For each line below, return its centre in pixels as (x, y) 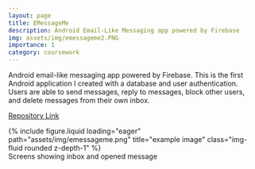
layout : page (30, 15)
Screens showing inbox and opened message (83, 156)
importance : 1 (32, 45)
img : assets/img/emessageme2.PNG (64, 38)
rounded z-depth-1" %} (63, 148)
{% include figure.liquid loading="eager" (75, 131)
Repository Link (34, 115)
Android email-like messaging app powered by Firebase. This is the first (126, 75)
